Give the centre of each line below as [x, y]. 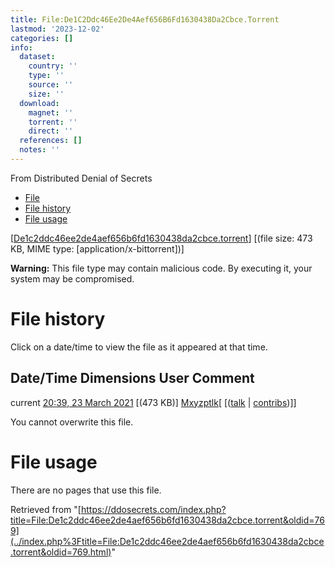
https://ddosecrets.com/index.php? [153, 509]
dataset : [37, 57]
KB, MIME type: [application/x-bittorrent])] [97, 248]
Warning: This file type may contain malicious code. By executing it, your [161, 268]
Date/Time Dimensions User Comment [132, 378]
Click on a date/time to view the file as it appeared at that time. [139, 347]
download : [39, 103]
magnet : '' [51, 112]
